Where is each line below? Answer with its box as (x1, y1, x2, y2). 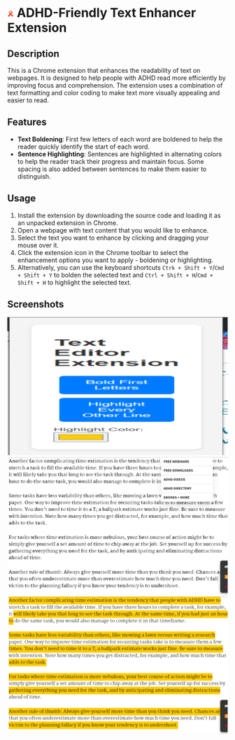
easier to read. (7, 96, 49, 104)
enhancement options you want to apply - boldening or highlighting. (17, 256, 213, 264)
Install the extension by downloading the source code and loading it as (17, 211, 222, 219)
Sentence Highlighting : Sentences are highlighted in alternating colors (17, 149, 222, 158)
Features (7, 116, 47, 128)
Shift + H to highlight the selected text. (17, 278, 131, 287)
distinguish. (17, 172, 51, 180)
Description (7, 48, 59, 60)
